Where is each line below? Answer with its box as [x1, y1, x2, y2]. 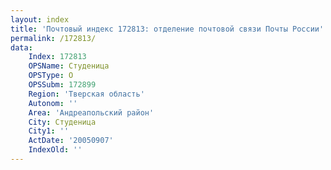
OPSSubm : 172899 [28, 80, 97, 90]
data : [10, 42, 33, 53]
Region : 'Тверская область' [28, 89, 145, 99]
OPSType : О [28, 71, 74, 81]
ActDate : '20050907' [28, 136, 114, 146]
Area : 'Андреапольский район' [28, 107, 155, 118]
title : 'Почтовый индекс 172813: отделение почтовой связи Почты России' [10, 24, 325, 34]
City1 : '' [28, 126, 70, 136]
